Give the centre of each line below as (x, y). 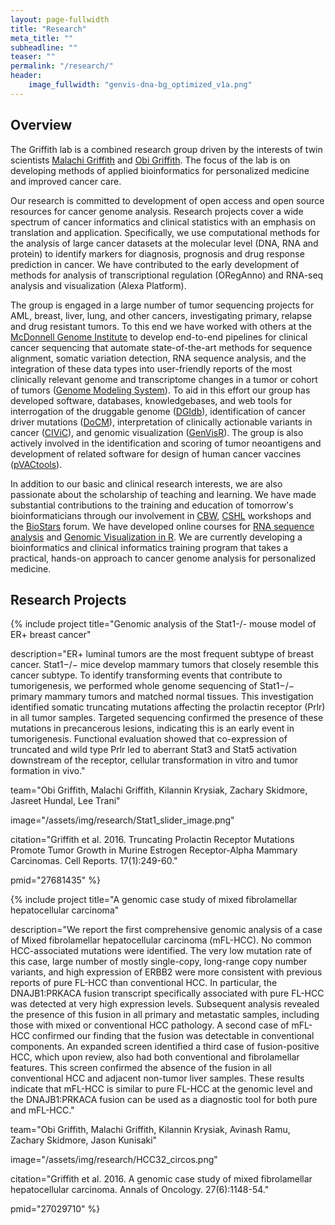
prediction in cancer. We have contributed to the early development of (155, 264)
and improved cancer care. (66, 181)
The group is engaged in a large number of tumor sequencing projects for (162, 305)
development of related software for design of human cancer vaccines (156, 453)
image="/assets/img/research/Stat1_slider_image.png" (122, 820)
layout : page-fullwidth (60, 19)
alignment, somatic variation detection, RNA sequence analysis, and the (158, 358)
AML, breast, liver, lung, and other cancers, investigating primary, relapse (161, 315)
